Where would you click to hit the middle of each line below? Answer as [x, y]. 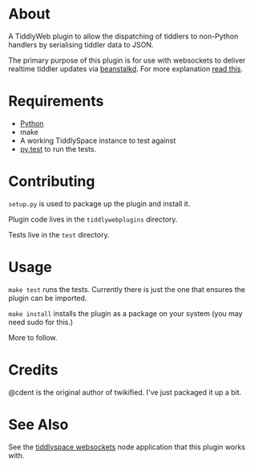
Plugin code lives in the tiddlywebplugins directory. [93, 219]
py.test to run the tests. [58, 148]
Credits [33, 370]
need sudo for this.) [41, 322]
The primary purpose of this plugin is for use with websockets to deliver [127, 60]
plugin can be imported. [48, 298]
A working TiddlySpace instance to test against [98, 140]
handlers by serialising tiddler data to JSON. [81, 44]
